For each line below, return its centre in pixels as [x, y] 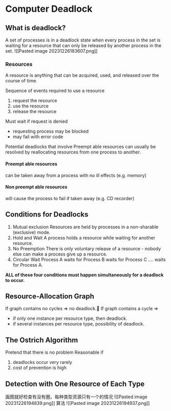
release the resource [35, 112]
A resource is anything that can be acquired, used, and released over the [82, 75]
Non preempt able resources [36, 187]
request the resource [35, 101]
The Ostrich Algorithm [42, 340]
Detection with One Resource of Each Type [75, 384]
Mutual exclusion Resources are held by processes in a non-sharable [85, 227]
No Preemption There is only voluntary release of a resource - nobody [87, 248]
